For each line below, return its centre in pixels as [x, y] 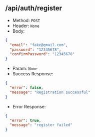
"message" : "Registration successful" [50, 92]
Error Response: [29, 106]
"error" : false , [26, 88]
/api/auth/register [34, 8]
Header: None [26, 26]
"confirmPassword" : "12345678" [42, 54]
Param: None [25, 68]
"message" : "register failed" [41, 125]
